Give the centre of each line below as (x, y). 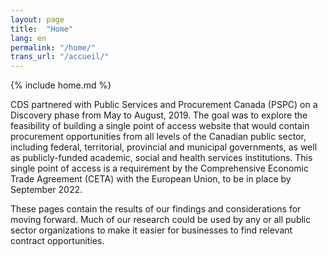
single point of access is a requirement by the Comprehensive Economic (159, 168)
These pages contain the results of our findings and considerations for (156, 209)
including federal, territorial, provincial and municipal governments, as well (164, 147)
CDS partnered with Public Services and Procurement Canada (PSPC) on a (164, 105)
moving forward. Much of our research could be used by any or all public (161, 220)
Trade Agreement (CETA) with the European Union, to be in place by (151, 179)
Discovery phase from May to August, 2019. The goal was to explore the (159, 115)
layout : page (37, 19)
